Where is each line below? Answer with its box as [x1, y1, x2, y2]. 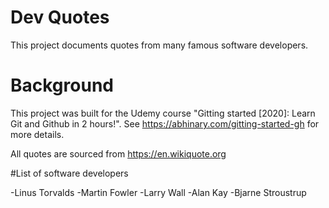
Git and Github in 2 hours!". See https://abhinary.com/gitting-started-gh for [10, 117, 320, 130]
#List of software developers [10, 167, 129, 179]
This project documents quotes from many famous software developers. [10, 39, 309, 51]
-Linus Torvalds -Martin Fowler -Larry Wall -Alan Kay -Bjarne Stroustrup [10, 186, 307, 198]
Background [10, 74, 114, 97]
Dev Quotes [10, 6, 110, 29]
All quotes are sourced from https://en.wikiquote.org [10, 147, 227, 160]
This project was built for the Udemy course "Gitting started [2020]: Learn [10, 107, 316, 119]
